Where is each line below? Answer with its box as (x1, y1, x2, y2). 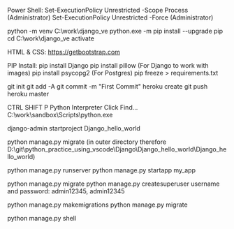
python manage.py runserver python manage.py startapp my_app (7, 166, 196, 174)
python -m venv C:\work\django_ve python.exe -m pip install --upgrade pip (7, 27, 224, 35)
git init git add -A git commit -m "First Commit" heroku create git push (7, 82, 208, 90)
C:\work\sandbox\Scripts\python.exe (7, 111, 113, 119)
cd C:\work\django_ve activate (7, 34, 94, 43)
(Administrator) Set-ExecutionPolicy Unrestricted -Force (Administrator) (7, 13, 214, 22)
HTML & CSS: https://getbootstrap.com (7, 48, 121, 56)
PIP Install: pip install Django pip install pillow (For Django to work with (7, 61, 209, 69)
